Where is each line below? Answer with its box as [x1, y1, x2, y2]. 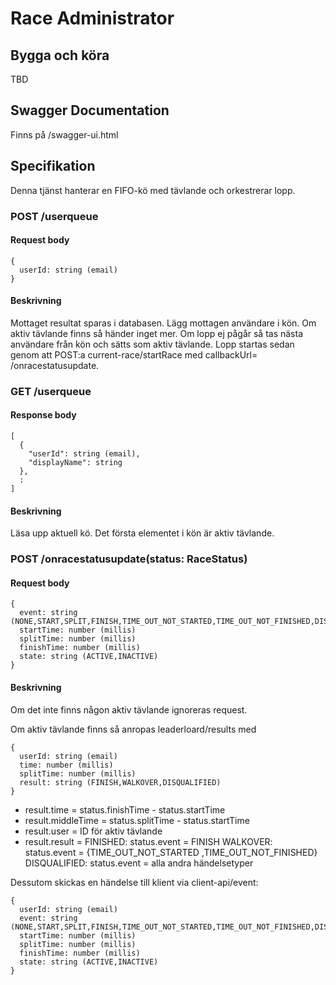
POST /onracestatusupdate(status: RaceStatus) [10, 552, 248, 566]
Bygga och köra [10, 47, 110, 64]
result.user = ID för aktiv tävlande [24, 825, 163, 837]
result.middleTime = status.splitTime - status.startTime [24, 814, 250, 826]
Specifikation [10, 158, 96, 175]
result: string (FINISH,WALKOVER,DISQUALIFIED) [19, 777, 222, 787]
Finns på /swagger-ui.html [10, 128, 119, 141]
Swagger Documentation [10, 102, 170, 119]
